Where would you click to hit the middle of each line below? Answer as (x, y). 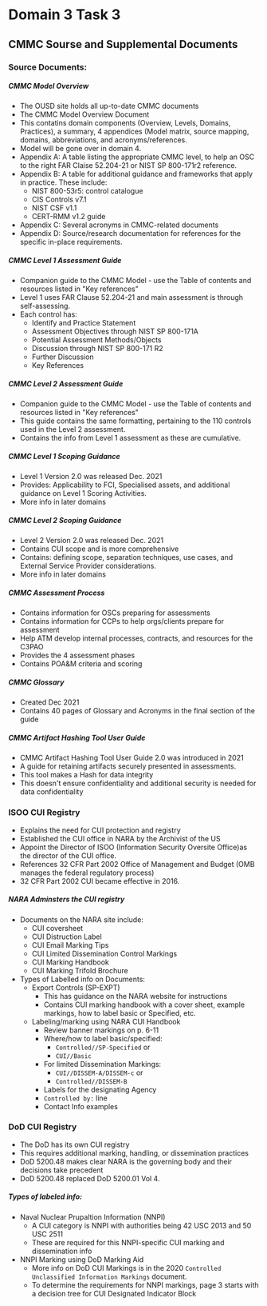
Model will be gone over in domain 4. (80, 149)
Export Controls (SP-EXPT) (76, 987)
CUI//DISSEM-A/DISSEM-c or (99, 1072)
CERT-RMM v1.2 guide (69, 217)
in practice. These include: (63, 182)
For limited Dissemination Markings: (102, 1064)
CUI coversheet (57, 928)
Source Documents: (48, 67)
